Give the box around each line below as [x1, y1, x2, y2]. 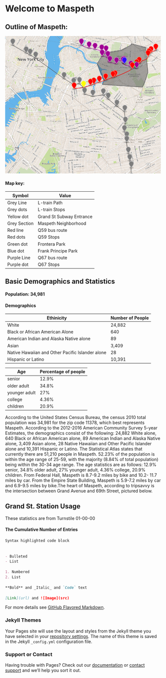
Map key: [5, 180, 25, 186]
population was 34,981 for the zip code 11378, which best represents [5, 420, 145, 425]
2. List [5, 575, 21, 580]
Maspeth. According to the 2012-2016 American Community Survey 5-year [5, 424, 158, 430]
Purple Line [7, 255, 31, 261]
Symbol [12, 192, 29, 198]
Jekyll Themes [5, 617, 41, 624]
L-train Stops [38, 207, 65, 212]
